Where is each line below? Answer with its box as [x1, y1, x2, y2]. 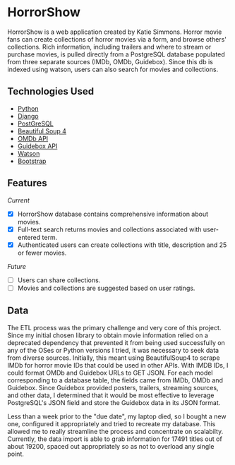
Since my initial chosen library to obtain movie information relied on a [7, 331, 208, 339]
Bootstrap [17, 157, 47, 165]
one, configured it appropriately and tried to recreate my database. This [7, 419, 216, 428]
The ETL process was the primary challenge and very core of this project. [7, 323, 222, 332]
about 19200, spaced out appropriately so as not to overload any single [7, 442, 215, 450]
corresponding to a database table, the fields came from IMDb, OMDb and [7, 375, 224, 385]
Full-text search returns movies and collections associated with [17, 225, 202, 234]
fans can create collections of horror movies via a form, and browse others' [7, 35, 227, 43]
